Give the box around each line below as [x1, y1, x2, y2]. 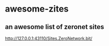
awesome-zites [5, 3, 69, 15]
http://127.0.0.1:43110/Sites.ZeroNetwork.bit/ [5, 35, 93, 41]
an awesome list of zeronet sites [5, 23, 105, 31]
